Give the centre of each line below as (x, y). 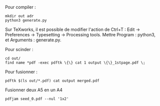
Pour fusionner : (21, 72)
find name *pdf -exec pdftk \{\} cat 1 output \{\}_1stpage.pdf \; (75, 63)
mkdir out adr (20, 16)
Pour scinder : (19, 49)
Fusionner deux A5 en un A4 (34, 90)
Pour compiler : (21, 7)
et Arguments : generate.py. (33, 40)
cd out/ (13, 58)
